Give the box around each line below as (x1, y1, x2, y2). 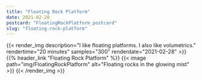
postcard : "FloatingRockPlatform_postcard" (6, 20, 118, 26)
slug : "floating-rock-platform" (6, 25, 87, 32)
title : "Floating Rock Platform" (6, 8, 90, 15)
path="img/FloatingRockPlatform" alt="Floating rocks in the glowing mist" (6, 61, 190, 68)
